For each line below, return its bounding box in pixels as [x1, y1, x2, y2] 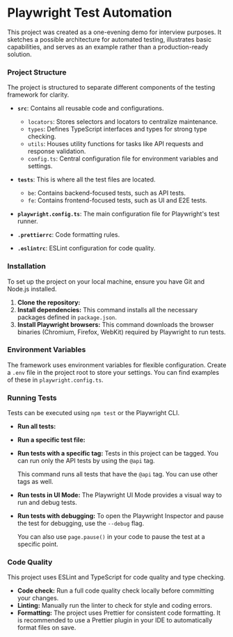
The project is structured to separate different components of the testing [7, 83, 216, 92]
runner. [17, 217, 38, 225]
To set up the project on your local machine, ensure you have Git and [7, 277, 205, 286]
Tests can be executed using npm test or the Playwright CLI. [7, 409, 179, 417]
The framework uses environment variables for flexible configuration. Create [7, 360, 227, 369]
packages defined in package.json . [17, 313, 117, 321]
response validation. [27, 147, 86, 156]
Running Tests [7, 393, 57, 403]
